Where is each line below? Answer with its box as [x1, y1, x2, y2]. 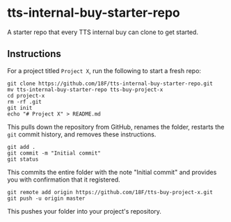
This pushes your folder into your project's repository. [7, 207, 162, 215]
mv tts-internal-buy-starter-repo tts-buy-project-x [7, 86, 164, 93]
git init [7, 104, 33, 111]
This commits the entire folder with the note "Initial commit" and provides [7, 168, 217, 176]
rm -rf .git [7, 98, 42, 105]
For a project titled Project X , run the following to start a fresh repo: [7, 66, 202, 74]
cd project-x [7, 92, 45, 99]
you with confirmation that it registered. [7, 175, 120, 184]
